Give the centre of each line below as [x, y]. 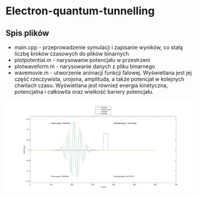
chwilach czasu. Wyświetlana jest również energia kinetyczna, [91, 85]
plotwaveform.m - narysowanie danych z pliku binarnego [85, 66]
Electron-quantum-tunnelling [80, 11]
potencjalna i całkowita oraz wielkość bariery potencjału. [84, 92]
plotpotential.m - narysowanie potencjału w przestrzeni [82, 60]
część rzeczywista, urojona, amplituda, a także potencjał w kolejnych [99, 79]
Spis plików [27, 33]
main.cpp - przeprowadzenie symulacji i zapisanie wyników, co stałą [98, 47]
